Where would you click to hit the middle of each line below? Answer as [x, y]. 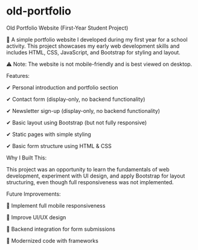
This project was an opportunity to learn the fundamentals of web [88, 169]
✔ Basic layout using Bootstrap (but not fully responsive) [77, 123]
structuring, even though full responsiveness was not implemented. [90, 182]
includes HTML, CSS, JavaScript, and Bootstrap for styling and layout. [94, 52]
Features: [18, 75]
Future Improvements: [34, 194]
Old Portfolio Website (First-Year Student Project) [67, 28]
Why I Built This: [27, 158]
